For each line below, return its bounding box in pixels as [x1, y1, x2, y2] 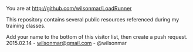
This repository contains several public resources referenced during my [6, 16, 180, 23]
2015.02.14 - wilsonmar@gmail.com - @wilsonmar [6, 40, 127, 46]
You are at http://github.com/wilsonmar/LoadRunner [6, 5, 132, 12]
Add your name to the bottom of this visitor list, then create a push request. [6, 34, 188, 40]
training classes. [6, 23, 46, 29]
